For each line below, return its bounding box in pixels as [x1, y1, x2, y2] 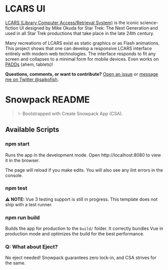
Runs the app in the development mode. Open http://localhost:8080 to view [5, 152, 161, 158]
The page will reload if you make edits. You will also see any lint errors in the [5, 167, 163, 173]
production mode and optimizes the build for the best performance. [5, 231, 144, 237]
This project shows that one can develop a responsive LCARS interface [5, 45, 152, 51]
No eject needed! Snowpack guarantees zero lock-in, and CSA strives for [5, 254, 156, 261]
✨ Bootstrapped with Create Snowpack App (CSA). [17, 110, 123, 116]
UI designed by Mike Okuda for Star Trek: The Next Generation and [19, 25, 158, 31]
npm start [5, 141, 30, 148]
